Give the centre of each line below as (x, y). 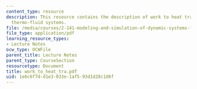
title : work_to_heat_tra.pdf (42, 71)
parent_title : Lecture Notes (42, 55)
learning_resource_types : (38, 39)
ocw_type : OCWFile (28, 50)
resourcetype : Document (35, 66)
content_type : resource (35, 11)
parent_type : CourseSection (40, 60)
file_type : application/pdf (40, 33)
